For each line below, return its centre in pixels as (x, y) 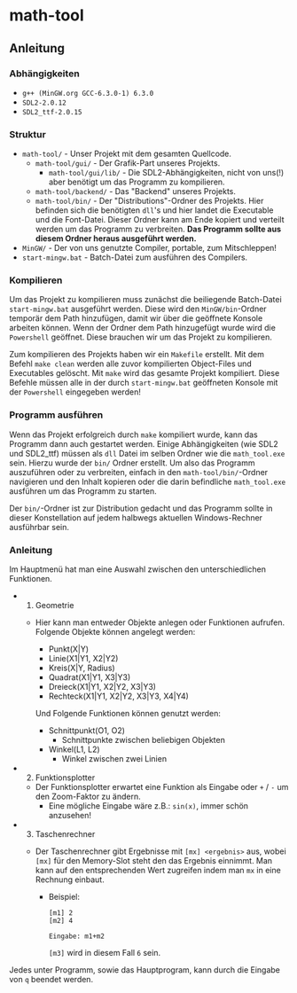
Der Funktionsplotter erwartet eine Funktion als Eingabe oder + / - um (162, 787)
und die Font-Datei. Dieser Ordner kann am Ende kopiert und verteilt (160, 220)
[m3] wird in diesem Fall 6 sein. (105, 953)
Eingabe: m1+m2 (76, 936)
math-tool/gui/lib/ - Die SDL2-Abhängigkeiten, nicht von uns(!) (166, 173)
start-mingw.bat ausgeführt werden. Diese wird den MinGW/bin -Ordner (138, 309)
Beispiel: (64, 897)
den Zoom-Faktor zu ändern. (88, 797)
